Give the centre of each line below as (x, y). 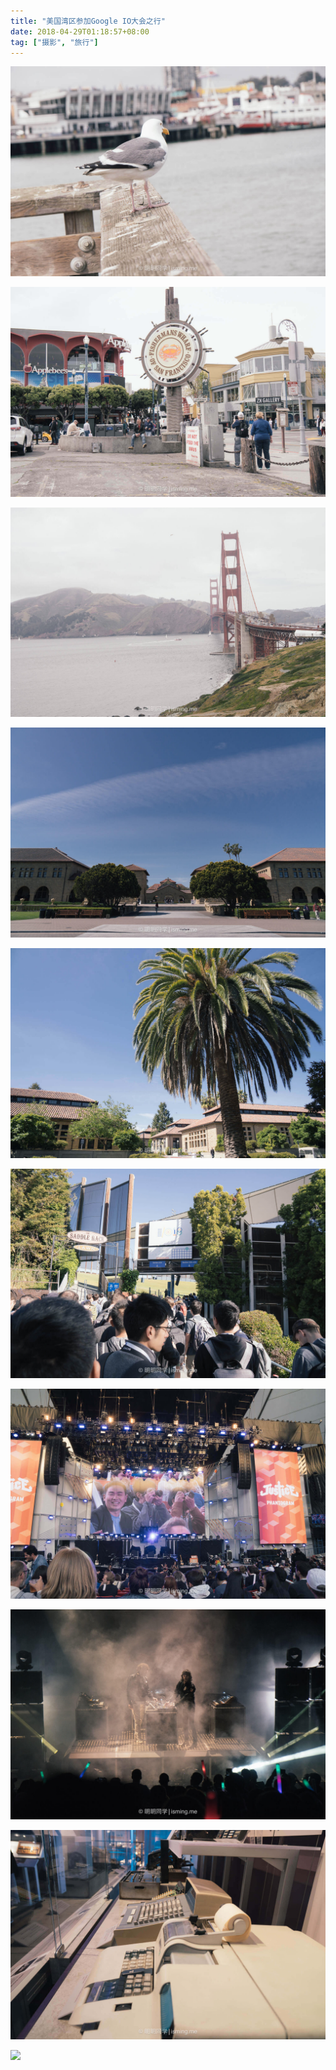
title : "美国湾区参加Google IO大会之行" (88, 21)
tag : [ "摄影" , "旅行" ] (54, 42)
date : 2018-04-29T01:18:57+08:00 (80, 31)
